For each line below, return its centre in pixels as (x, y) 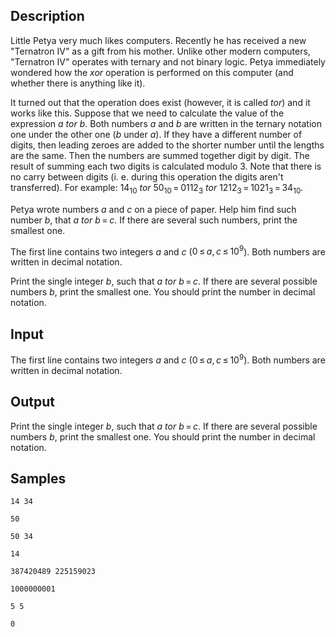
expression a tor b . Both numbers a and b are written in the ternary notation (166, 123)
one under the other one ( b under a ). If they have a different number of (156, 134)
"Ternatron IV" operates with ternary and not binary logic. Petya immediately (168, 61)
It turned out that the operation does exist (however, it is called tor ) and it (160, 102)
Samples (38, 478)
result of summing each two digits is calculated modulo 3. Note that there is (166, 166)
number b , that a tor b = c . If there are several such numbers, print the (154, 220)
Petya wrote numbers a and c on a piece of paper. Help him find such (153, 209)
